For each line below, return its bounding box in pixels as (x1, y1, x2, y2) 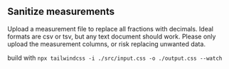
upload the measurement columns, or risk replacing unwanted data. (7, 39, 206, 48)
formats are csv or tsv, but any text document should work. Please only (7, 32, 216, 41)
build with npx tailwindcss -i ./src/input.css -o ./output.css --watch (7, 53, 223, 62)
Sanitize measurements (7, 6, 115, 18)
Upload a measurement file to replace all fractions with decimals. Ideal (7, 24, 213, 33)
